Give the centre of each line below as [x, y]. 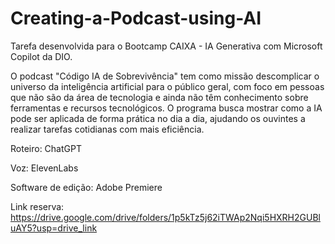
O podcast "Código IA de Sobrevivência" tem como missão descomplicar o [165, 76]
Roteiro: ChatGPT [46, 148]
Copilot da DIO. [41, 56]
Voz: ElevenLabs [44, 168]
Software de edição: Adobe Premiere [86, 187]
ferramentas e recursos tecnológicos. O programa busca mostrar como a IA [166, 108]
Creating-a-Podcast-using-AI [136, 18]
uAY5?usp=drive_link [54, 228]
